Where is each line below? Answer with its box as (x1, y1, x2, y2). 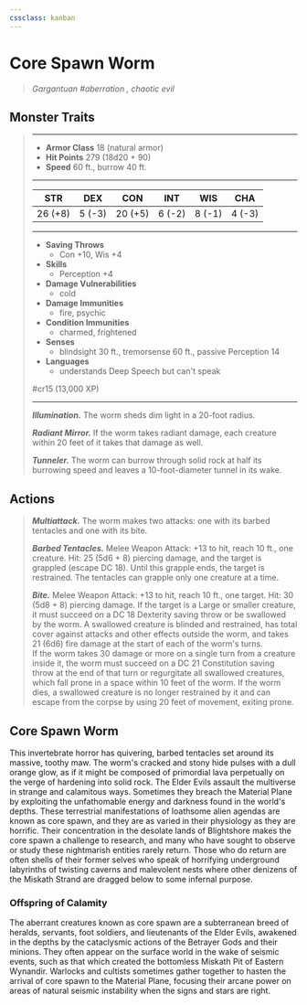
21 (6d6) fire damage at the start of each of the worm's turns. (31, 638, 263, 649)
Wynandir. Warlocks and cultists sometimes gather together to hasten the (9, 966, 286, 977)
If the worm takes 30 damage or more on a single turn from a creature (31, 648, 296, 659)
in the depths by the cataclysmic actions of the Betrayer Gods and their (9, 936, 279, 947)
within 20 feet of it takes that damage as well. (31, 437, 204, 448)
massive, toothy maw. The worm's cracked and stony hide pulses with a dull (9, 757, 296, 768)
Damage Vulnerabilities (45, 278, 137, 289)
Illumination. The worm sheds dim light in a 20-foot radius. (31, 410, 256, 421)
